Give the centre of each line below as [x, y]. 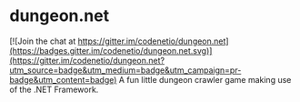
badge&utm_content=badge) [63, 79]
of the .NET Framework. [54, 89]
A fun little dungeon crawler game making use [205, 79]
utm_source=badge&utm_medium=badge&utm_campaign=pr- [125, 70]
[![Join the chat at [43, 41]
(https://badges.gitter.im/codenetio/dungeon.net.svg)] [111, 50]
